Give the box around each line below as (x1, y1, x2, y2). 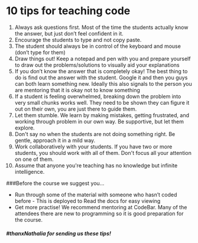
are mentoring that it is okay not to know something (14, 86, 141, 93)
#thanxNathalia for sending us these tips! (6, 229, 111, 237)
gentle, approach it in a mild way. (14, 137, 96, 144)
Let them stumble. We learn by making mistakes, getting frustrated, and (14, 111, 189, 119)
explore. (14, 124, 35, 131)
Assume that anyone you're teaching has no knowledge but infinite (14, 161, 178, 169)
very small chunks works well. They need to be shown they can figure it (14, 99, 190, 106)
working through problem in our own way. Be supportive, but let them (14, 118, 184, 125)
